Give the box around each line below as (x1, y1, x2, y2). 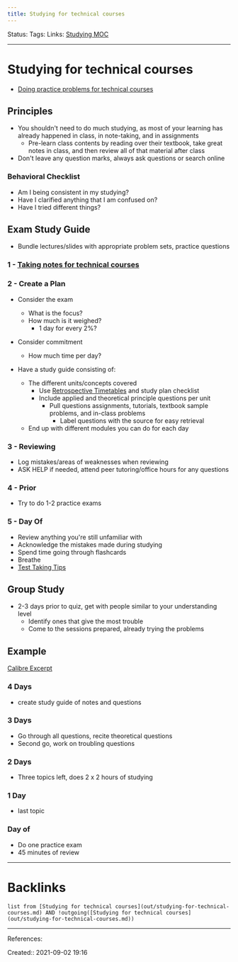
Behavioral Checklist (7, 171, 80, 181)
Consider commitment (17, 337, 83, 346)
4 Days (7, 681, 32, 691)
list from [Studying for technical (7, 902, 113, 910)
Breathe (17, 555, 41, 564)
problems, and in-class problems (49, 409, 146, 417)
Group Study (7, 583, 65, 595)
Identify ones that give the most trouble (28, 617, 144, 626)
